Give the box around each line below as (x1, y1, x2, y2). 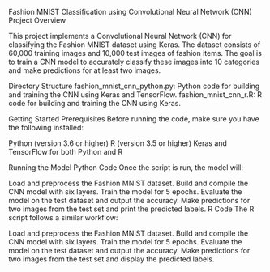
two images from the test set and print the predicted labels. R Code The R (8, 204, 255, 214)
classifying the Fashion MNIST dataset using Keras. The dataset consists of (8, 40, 261, 49)
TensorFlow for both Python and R (8, 147, 123, 156)
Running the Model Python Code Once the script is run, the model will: (8, 163, 244, 172)
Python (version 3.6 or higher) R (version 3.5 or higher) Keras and (8, 138, 227, 148)
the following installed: (8, 123, 84, 132)
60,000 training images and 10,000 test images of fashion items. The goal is (8, 49, 262, 57)
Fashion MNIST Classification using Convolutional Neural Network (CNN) (8, 7, 253, 16)
